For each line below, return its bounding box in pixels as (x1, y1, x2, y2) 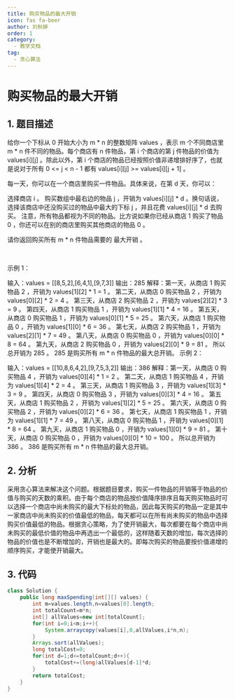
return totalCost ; (32, 672, 86, 679)
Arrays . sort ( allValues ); (32, 639, 105, 646)
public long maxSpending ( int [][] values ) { (20, 594, 149, 601)
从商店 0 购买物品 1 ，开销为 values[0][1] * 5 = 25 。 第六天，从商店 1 (7, 313, 206, 322)
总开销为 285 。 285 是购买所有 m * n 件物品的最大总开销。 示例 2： (7, 348, 204, 357)
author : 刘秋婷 (7, 23, 48, 30)
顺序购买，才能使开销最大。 (7, 546, 87, 554)
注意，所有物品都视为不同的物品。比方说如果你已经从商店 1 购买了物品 (20, 212, 224, 220)
